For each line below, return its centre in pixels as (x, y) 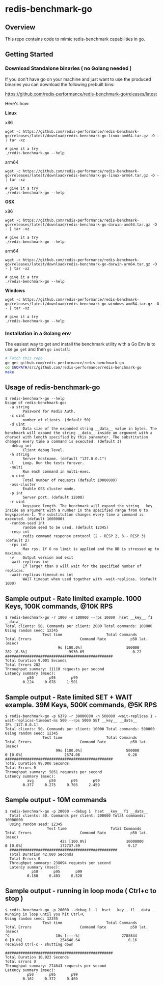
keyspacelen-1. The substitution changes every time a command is (74, 515)
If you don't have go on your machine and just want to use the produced (78, 79)
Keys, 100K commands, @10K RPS (59, 606)
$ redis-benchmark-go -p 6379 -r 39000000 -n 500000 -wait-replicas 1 (79, 716)
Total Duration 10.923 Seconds (37, 957)
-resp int (19, 532)
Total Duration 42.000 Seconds (41, 854)
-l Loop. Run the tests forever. (47, 463)
